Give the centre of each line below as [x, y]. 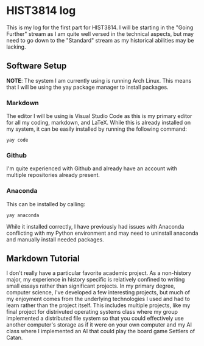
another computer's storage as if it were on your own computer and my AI [99, 325]
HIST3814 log [41, 11]
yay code [17, 140]
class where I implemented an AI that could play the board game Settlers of [101, 331]
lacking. [16, 47]
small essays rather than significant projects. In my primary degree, [91, 286]
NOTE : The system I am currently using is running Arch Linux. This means [99, 80]
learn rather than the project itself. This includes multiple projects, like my [98, 305]
